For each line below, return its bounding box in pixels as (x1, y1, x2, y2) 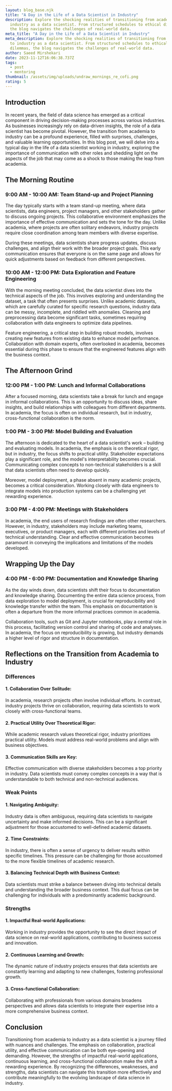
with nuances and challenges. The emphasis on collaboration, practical (5, 1042, 155, 1048)
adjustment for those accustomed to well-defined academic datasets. (5, 824, 152, 830)
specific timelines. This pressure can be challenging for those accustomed (5, 852, 163, 859)
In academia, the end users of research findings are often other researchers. (5, 518, 167, 524)
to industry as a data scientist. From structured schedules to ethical (10, 41, 168, 46)
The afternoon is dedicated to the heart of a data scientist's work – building (5, 440, 164, 446)
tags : (5, 60, 17, 65)
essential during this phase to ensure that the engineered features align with (5, 346, 166, 352)
